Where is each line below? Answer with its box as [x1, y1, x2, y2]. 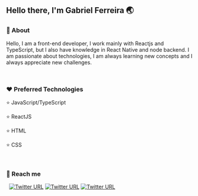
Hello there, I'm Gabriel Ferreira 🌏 [6, 5, 135, 15]
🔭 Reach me [6, 169, 41, 178]
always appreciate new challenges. [6, 59, 92, 66]
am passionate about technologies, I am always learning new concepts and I [6, 52, 193, 59]
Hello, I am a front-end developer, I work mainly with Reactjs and [6, 40, 164, 47]
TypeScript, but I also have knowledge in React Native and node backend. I [6, 46, 190, 53]
